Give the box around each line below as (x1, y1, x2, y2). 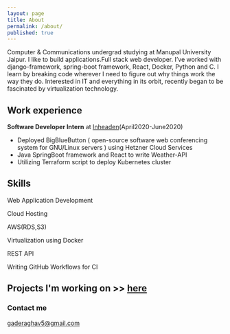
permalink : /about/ (7, 23, 63, 30)
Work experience (7, 104, 82, 116)
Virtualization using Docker (7, 236, 84, 244)
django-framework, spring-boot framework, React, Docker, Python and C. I (7, 63, 219, 71)
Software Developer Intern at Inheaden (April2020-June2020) (7, 123, 183, 131)
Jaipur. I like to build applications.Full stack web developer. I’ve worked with (7, 56, 222, 64)
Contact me (7, 303, 47, 313)
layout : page (7, 10, 45, 17)
